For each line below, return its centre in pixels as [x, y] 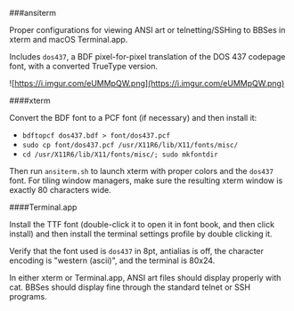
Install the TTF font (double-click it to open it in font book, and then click [142, 224]
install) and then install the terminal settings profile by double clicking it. [141, 234]
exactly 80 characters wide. [60, 190]
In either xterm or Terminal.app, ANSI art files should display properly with [145, 278]
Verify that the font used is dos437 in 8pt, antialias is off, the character [137, 251]
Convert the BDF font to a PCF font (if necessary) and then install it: [133, 118]
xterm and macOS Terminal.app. [69, 40]
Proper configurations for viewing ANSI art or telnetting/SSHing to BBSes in [147, 30]
